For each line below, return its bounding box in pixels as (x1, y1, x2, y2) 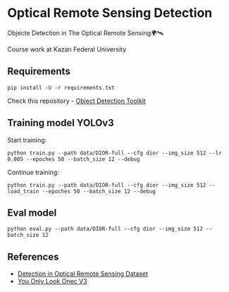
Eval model (7, 207, 57, 219)
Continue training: (7, 168, 60, 176)
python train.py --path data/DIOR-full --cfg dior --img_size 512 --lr (7, 150, 222, 157)
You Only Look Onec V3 (17, 277, 87, 286)
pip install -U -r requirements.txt (7, 84, 115, 91)
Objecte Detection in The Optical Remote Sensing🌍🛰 (7, 28, 164, 37)
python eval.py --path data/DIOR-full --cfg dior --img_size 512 (7, 226, 203, 233)
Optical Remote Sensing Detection (7, 5, 213, 21)
